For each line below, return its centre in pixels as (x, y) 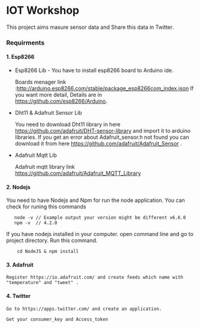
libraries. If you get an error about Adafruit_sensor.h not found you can (102, 137)
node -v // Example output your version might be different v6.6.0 (100, 218)
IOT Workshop (43, 11)
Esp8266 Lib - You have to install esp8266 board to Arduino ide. (94, 70)
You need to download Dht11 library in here (68, 124)
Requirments (25, 43)
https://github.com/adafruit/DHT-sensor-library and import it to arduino (103, 131)
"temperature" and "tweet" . (43, 283)
